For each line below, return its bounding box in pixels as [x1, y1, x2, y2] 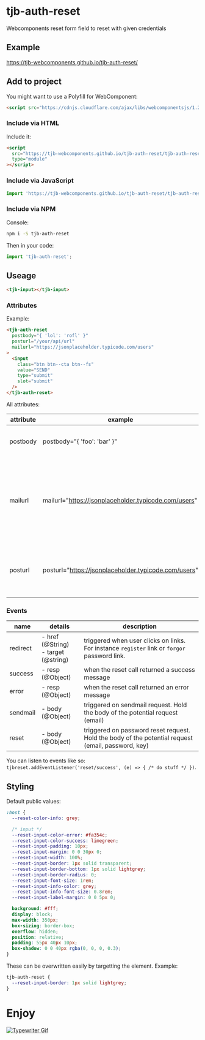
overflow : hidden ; [12, 928, 59, 935]
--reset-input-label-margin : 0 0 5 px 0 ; [12, 895, 116, 901]
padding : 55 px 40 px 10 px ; [12, 939, 78, 946]
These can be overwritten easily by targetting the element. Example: [6, 962, 178, 970]
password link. [84, 651, 126, 660]
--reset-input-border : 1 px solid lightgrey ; [12, 979, 127, 986]
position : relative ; [12, 934, 64, 940]
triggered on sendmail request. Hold [84, 700, 187, 709]
